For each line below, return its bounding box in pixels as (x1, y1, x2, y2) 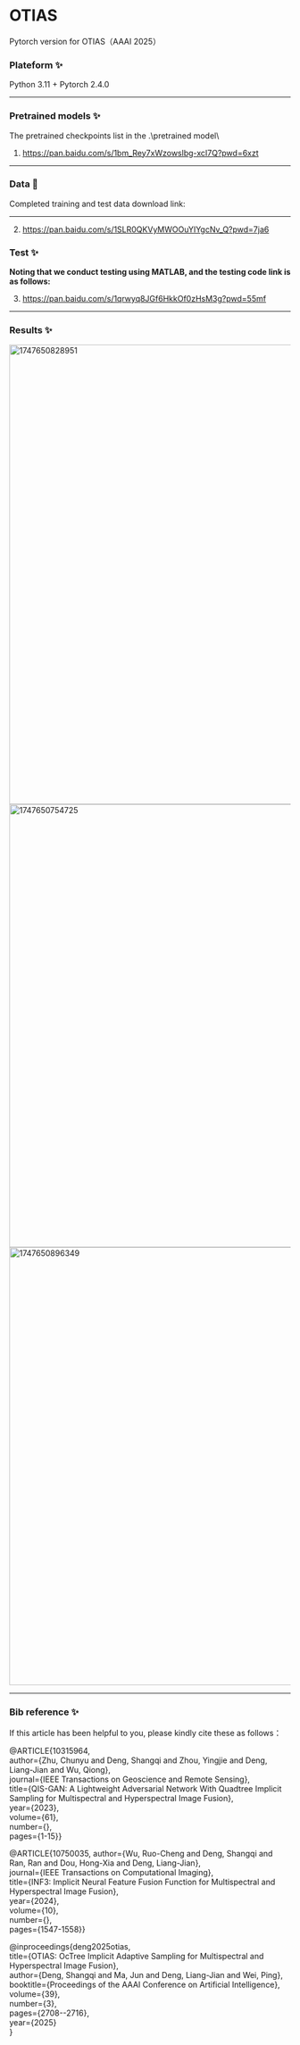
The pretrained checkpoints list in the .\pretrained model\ (9, 130, 220, 141)
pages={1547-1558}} (9, 1924, 87, 1934)
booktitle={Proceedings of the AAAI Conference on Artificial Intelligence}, (9, 1979, 280, 1990)
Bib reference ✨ (9, 1706, 79, 1718)
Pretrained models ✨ (9, 110, 101, 122)
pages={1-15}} (9, 1831, 62, 1841)
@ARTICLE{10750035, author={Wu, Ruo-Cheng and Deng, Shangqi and (9, 1848, 273, 1858)
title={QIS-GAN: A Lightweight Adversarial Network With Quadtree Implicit (9, 1783, 282, 1794)
